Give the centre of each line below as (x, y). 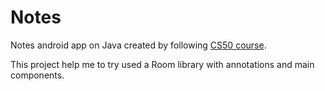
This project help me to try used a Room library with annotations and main (162, 64)
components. (37, 75)
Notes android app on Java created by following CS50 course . (138, 45)
